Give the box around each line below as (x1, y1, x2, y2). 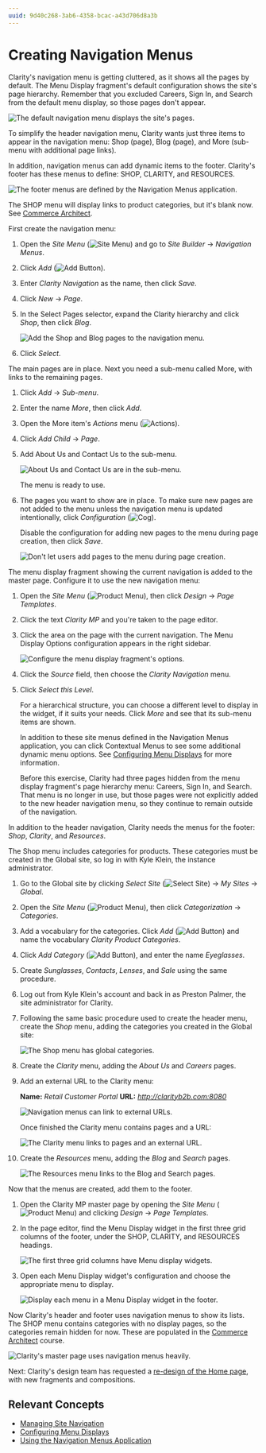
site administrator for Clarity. (19, 998, 114, 1007)
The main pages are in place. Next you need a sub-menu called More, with (8, 363, 253, 374)
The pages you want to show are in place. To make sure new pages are (19, 495, 253, 505)
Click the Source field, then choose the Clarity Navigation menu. (19, 669, 232, 679)
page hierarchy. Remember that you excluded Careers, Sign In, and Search (8, 89, 253, 99)
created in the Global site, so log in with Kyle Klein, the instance (8, 854, 216, 864)
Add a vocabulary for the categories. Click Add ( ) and (19, 926, 240, 936)
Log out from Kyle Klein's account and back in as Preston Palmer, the (19, 989, 246, 998)
